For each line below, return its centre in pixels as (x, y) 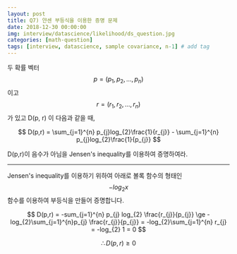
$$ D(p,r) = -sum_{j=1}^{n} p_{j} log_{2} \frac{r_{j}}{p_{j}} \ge (116, 214)
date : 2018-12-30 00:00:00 (47, 27)
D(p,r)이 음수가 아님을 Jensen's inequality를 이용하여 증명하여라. (98, 154)
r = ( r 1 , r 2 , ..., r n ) (119, 105)
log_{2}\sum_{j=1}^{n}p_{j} (49, 222)
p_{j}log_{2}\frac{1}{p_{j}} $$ (119, 139)
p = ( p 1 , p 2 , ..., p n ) (119, 80)
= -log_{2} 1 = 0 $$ (119, 229)
